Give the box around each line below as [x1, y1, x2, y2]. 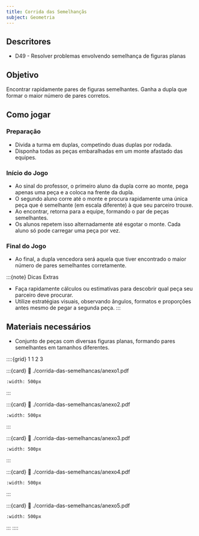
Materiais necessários [6, 321, 91, 332]
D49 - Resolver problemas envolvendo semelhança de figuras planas [14, 52, 186, 60]
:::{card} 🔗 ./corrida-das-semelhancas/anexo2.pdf [6, 401, 131, 408]
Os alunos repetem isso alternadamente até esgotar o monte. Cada [14, 221, 181, 228]
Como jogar [6, 109, 51, 120]
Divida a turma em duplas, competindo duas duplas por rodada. [14, 141, 173, 148]
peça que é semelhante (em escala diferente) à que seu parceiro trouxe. [14, 201, 194, 209]
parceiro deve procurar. [14, 291, 74, 299]
